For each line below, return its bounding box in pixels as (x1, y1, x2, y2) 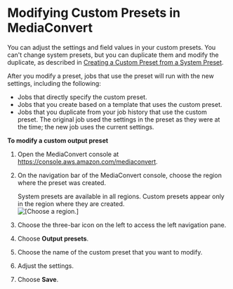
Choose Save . (17, 275, 59, 283)
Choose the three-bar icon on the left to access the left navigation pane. (17, 220, 227, 229)
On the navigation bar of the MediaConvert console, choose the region (17, 171, 222, 179)
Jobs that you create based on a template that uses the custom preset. (17, 100, 222, 108)
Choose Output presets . (17, 234, 89, 243)
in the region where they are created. (17, 199, 125, 208)
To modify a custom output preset (7, 136, 109, 145)
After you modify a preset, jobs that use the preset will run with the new (7, 72, 214, 80)
